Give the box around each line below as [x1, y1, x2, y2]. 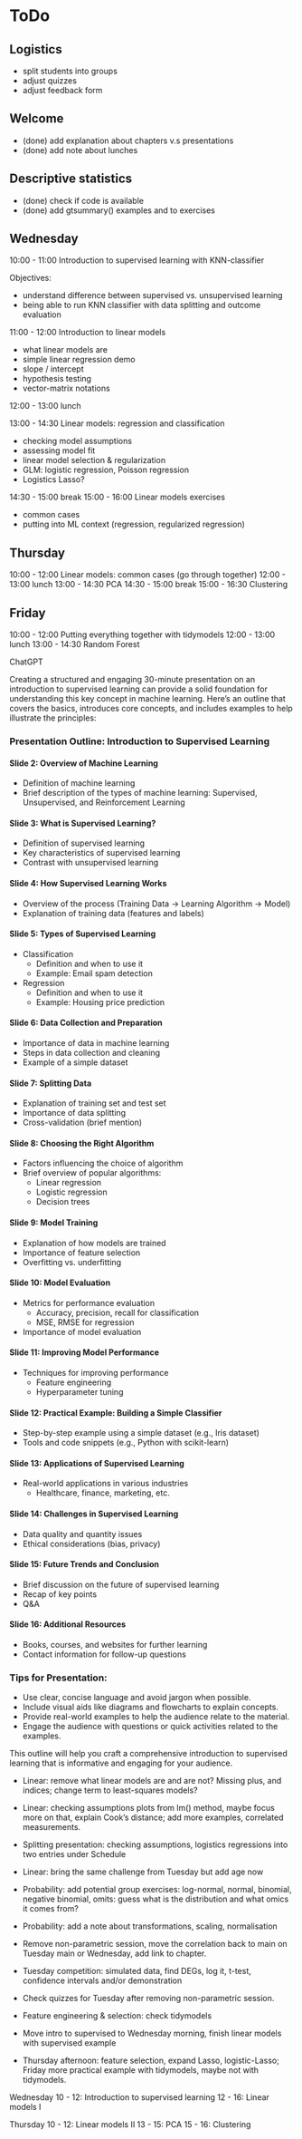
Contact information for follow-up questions [22, 1649, 187, 1660]
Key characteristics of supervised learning [22, 847, 181, 858]
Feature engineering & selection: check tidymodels [22, 2010, 212, 2021]
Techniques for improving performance [22, 1368, 169, 1379]
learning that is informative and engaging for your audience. [9, 1757, 233, 1768]
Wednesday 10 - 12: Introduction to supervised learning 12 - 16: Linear [9, 2092, 269, 2103]
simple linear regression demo [22, 354, 136, 365]
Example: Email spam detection [35, 967, 154, 979]
